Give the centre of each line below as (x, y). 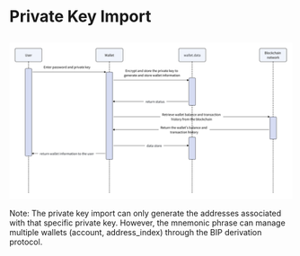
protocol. (26, 242)
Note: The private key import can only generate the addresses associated (146, 214)
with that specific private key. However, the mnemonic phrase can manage (147, 223)
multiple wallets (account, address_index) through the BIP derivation (136, 233)
